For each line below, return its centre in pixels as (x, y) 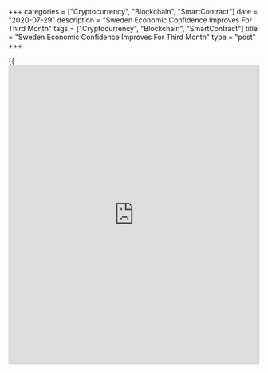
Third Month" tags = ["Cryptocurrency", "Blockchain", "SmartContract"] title (133, 28)
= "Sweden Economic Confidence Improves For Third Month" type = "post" (132, 37)
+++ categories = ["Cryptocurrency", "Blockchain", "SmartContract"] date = (133, 12)
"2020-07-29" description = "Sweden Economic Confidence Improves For (130, 20)
